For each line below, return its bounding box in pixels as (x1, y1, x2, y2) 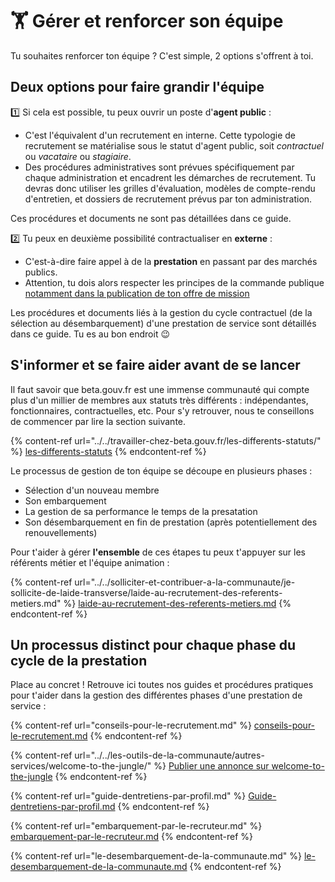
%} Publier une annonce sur (153, 760, 270, 772)
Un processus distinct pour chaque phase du (10, 636, 297, 653)
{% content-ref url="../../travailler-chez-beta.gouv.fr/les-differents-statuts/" (10, 434, 322, 447)
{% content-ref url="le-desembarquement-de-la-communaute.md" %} (10, 850, 302, 862)
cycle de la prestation (10, 652, 148, 669)
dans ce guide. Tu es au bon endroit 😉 (10, 328, 170, 340)
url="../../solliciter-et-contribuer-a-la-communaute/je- (74, 576, 296, 588)
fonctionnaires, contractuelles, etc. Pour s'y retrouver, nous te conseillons (10, 404, 315, 417)
